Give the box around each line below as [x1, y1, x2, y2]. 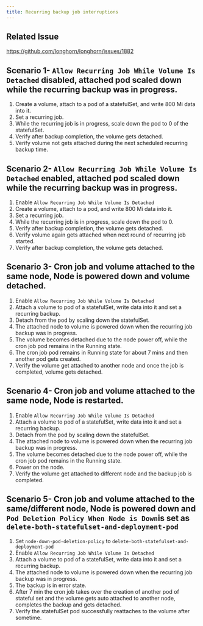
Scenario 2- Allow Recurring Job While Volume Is [6, 163, 198, 174]
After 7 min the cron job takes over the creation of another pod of [15, 588, 180, 595]
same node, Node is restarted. [6, 396, 124, 406]
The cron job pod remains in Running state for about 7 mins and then [15, 349, 188, 356]
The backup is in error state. [15, 582, 87, 589]
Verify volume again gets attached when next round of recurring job [15, 231, 186, 238]
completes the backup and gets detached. [15, 601, 122, 608]
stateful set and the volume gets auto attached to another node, [15, 594, 176, 602]
